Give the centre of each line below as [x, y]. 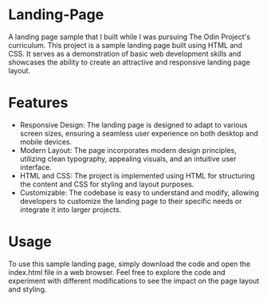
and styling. [27, 289]
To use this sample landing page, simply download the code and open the [130, 264]
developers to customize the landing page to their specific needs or [131, 201]
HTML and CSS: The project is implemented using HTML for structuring [137, 175]
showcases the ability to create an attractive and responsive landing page [130, 62]
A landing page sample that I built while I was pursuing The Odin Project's [130, 37]
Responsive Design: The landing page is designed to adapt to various [133, 124]
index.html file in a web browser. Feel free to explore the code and [117, 272]
